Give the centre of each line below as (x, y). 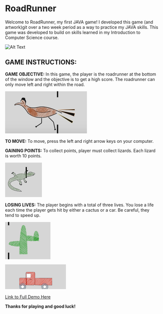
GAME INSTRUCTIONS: (41, 62)
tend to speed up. (23, 215)
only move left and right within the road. (45, 84)
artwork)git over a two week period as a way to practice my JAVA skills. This (82, 27)
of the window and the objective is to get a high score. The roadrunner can (80, 79)
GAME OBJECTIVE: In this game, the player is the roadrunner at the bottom (81, 74)
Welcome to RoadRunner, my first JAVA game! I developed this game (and (79, 22)
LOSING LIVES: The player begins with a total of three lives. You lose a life (80, 205)
